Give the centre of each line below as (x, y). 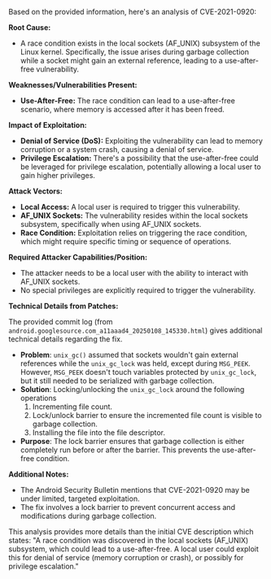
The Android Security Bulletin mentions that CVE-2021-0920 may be (135, 490)
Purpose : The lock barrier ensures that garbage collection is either (132, 441)
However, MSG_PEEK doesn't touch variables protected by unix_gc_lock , (138, 372)
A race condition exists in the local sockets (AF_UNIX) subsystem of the (140, 43)
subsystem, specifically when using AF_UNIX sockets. (111, 224)
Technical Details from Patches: (63, 306)
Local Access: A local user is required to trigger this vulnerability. (130, 207)
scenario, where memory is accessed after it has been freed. (122, 109)
